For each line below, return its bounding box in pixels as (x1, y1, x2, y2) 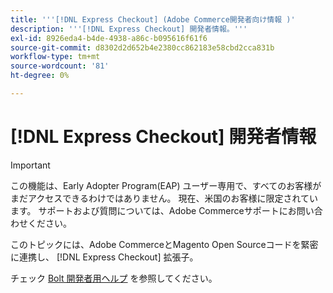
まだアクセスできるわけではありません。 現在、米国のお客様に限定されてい (10, 192, 319, 204)
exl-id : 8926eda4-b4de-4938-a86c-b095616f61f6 (10, 33, 208, 43)
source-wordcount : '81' (10, 61, 110, 71)
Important (10, 159, 51, 171)
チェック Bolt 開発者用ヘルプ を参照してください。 (10, 272, 218, 284)
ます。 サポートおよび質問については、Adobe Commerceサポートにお (10, 204, 297, 216)
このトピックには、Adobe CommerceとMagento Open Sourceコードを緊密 (10, 238, 319, 250)
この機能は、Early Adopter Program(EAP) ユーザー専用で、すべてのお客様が (10, 179, 322, 191)
